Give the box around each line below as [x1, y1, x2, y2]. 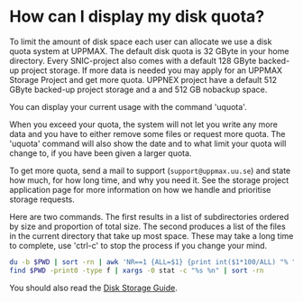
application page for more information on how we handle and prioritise [9, 184, 271, 195]
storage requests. [9, 194, 75, 205]
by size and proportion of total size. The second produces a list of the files [9, 221, 286, 232]
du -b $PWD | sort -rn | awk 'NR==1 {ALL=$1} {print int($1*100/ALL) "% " [9, 257, 297, 267]
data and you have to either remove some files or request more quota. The [9, 128, 286, 139]
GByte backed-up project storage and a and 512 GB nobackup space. [9, 84, 268, 95]
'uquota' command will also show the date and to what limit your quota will [9, 138, 287, 149]
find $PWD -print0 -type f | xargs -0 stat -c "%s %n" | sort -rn [9, 266, 264, 275]
